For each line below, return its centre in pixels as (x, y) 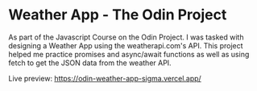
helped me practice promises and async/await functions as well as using (129, 54)
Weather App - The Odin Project (118, 15)
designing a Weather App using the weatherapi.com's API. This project (126, 45)
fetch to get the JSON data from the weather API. (90, 63)
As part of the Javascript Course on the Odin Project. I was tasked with (126, 37)
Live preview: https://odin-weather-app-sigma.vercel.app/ (105, 78)
